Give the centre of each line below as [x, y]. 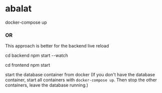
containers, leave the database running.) [47, 85]
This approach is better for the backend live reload [57, 46]
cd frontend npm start [28, 65]
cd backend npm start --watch [37, 55]
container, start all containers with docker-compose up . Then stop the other [81, 80]
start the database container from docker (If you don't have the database [80, 75]
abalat [18, 9]
